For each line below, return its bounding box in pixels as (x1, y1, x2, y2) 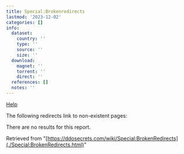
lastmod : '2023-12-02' (6, 14, 62, 20)
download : (11, 57, 35, 63)
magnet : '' (16, 63, 43, 69)
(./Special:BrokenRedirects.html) (6, 141, 84, 148)
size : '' (16, 52, 38, 58)
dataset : (11, 30, 33, 36)
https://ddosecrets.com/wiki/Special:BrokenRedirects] (47, 135, 179, 142)
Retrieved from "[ (6, 135, 48, 142)
